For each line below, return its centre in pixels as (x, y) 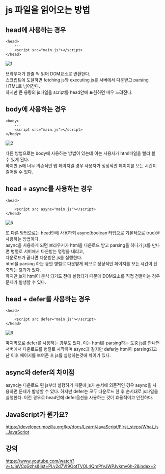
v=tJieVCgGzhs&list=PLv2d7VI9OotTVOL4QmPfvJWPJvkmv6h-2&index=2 (81, 466)
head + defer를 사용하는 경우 (48, 299)
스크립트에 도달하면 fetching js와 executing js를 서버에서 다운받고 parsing (77, 80)
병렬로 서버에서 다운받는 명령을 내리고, (47, 251)
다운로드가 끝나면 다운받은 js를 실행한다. (44, 257)
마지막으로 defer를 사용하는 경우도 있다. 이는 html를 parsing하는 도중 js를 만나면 (83, 343)
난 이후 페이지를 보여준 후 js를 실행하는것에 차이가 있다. (58, 355)
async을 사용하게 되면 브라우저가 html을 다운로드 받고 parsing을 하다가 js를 (78, 245)
